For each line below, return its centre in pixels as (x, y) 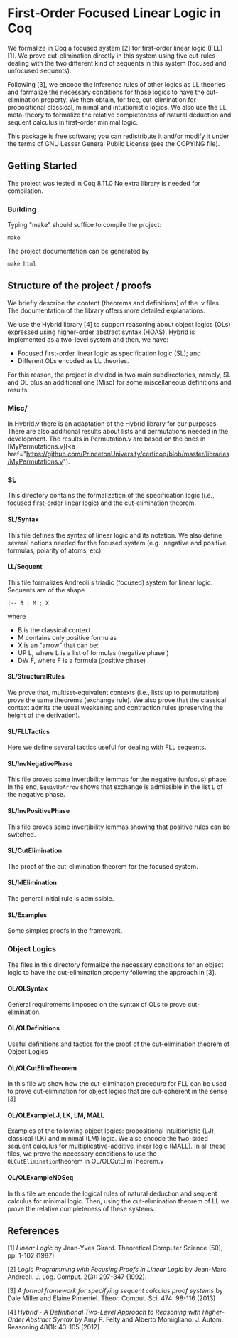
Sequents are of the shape (46, 590)
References (33, 1231)
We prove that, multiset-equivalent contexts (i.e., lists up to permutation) (113, 693)
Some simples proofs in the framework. (65, 931)
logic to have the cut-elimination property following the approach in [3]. (112, 972)
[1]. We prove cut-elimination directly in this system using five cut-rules (112, 56)
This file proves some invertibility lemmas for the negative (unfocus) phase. (118, 779)
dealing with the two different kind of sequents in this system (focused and (117, 63)
